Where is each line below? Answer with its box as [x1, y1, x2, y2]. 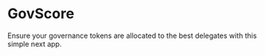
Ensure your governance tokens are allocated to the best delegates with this [7, 31, 257, 40]
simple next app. [7, 39, 62, 48]
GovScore [7, 5, 75, 23]
